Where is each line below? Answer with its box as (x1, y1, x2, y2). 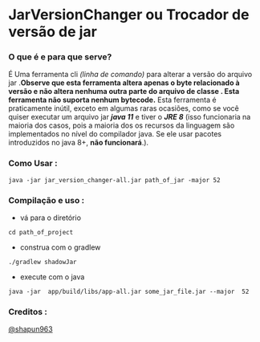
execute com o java (19, 272, 85, 282)
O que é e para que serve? (8, 51, 112, 63)
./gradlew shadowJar (8, 259, 78, 267)
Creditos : (8, 307, 48, 317)
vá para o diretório (19, 213, 82, 222)
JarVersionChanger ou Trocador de (8, 6, 250, 24)
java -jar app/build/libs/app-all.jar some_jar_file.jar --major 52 (8, 287, 250, 296)
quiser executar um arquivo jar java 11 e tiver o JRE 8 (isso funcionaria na (8, 112, 251, 122)
